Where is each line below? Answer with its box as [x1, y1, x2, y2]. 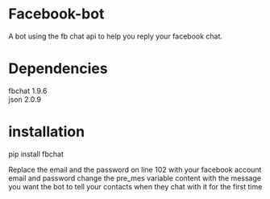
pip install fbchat [8, 149, 64, 159]
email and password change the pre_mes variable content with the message [8, 173, 262, 183]
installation [8, 123, 85, 141]
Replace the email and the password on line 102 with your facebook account [8, 164, 262, 174]
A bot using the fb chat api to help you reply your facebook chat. [8, 31, 223, 41]
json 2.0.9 [8, 94, 42, 104]
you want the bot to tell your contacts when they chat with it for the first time [8, 181, 263, 191]
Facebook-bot [8, 5, 105, 23]
